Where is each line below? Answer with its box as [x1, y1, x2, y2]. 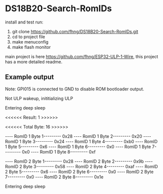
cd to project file [12, 34, 45, 40]
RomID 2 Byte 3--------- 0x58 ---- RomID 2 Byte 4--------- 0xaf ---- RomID [5, 163, 158, 169]
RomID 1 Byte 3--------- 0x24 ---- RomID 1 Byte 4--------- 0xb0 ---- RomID [5, 138, 158, 144]
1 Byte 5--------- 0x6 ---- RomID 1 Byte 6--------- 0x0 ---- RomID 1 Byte [5, 144, 151, 150]
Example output [5, 73, 54, 81]
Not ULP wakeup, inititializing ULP [5, 95, 73, 101]
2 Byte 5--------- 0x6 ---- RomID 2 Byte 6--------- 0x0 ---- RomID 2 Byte [5, 169, 154, 174]
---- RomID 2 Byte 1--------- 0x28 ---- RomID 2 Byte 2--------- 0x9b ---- [5, 158, 153, 164]
